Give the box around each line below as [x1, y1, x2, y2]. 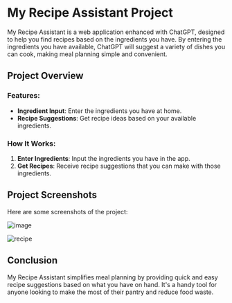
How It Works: [7, 139, 56, 148]
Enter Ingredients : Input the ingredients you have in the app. [17, 154, 190, 162]
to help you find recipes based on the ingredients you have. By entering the [7, 35, 222, 43]
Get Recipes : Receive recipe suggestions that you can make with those [17, 162, 221, 170]
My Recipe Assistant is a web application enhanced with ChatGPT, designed [7, 28, 225, 36]
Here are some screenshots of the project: [7, 207, 128, 216]
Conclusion [7, 254, 58, 266]
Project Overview [7, 70, 84, 82]
